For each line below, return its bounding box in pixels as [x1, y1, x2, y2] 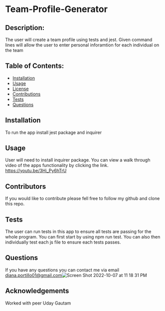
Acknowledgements [5, 286, 69, 295]
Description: [5, 23, 45, 32]
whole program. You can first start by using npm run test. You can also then [5, 234, 161, 240]
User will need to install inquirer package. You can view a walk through [5, 157, 151, 163]
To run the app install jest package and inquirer [5, 129, 102, 135]
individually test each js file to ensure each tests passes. [5, 239, 121, 245]
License [12, 85, 29, 91]
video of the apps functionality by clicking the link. [5, 162, 109, 168]
